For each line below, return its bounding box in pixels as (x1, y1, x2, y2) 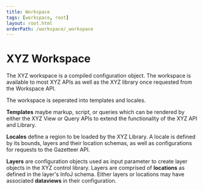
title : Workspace (6, 8, 50, 15)
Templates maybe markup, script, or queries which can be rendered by (6, 109, 185, 116)
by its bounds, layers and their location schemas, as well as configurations (6, 140, 192, 147)
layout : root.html (6, 20, 53, 26)
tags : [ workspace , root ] (6, 15, 69, 21)
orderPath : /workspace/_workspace (6, 25, 94, 32)
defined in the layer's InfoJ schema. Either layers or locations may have (6, 171, 185, 178)
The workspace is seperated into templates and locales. (6, 97, 146, 104)
